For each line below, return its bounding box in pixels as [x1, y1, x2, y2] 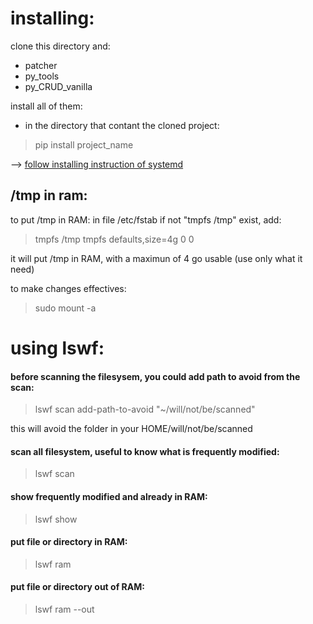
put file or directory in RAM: [10, 536, 128, 548]
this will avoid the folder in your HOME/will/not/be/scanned [10, 423, 253, 435]
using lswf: [10, 337, 105, 359]
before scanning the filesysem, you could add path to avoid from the [10, 370, 301, 382]
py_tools [24, 70, 60, 82]
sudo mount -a [34, 302, 97, 314]
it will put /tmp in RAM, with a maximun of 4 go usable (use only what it [10, 252, 303, 264]
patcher [24, 59, 58, 71]
